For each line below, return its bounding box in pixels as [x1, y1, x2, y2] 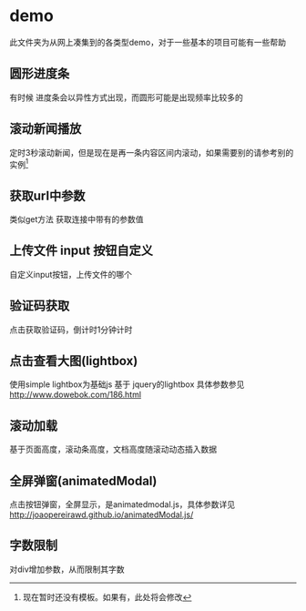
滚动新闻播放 [9, 121, 82, 137]
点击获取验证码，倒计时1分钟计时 [9, 324, 133, 335]
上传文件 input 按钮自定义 [9, 243, 153, 259]
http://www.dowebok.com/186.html [9, 389, 142, 401]
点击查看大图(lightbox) [9, 353, 138, 369]
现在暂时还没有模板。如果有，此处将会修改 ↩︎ [22, 591, 192, 602]
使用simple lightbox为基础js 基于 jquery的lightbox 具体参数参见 [9, 379, 245, 390]
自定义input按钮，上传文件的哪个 [9, 269, 133, 280]
